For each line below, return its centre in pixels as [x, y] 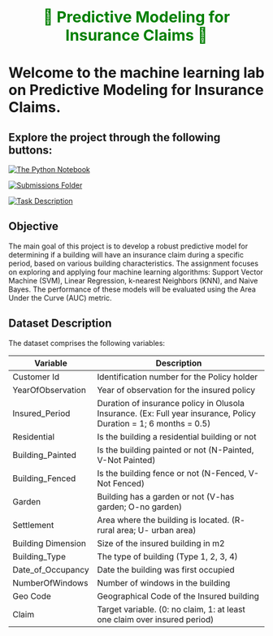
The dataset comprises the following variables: [87, 343]
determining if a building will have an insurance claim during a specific [126, 254]
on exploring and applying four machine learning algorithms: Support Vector [136, 272]
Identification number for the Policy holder [178, 377]
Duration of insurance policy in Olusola [171, 403]
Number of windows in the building [164, 582]
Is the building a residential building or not [177, 436]
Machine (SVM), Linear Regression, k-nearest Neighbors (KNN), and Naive [133, 280]
